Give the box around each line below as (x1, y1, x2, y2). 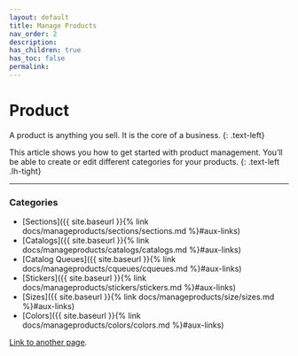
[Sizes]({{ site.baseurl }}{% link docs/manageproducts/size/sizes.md (21, 291, 275, 302)
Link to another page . (9, 337, 88, 348)
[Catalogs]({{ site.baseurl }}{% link (21, 236, 150, 246)
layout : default (9, 12, 69, 22)
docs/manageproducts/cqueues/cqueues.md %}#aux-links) (21, 263, 242, 275)
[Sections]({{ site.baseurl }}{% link (21, 216, 149, 227)
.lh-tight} (9, 166, 42, 176)
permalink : (9, 63, 50, 72)
